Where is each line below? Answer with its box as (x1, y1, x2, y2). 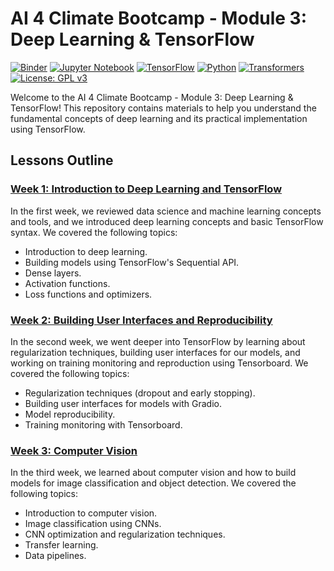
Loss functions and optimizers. (24, 288, 153, 300)
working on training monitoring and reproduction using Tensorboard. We (10, 357, 309, 369)
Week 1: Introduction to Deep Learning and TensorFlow (10, 182, 283, 196)
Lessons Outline (10, 152, 114, 169)
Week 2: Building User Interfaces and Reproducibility (10, 313, 273, 327)
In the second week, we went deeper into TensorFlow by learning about (10, 335, 306, 347)
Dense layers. (24, 267, 82, 279)
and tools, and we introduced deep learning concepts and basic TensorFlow (10, 215, 324, 227)
